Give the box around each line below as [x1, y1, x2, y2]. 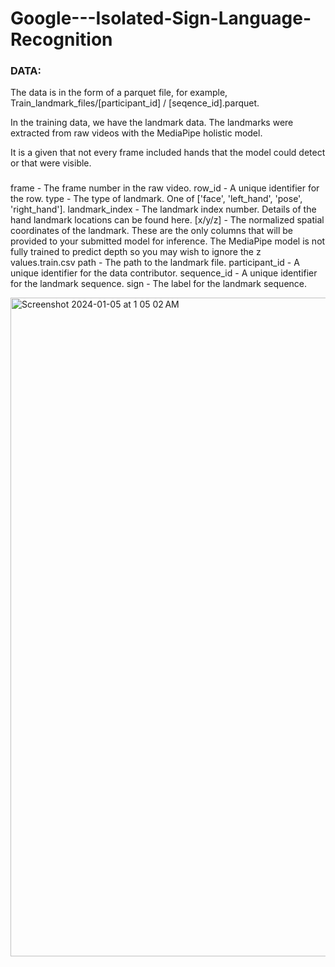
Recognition [10, 28, 113, 51]
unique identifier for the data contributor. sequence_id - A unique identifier [10, 267, 318, 279]
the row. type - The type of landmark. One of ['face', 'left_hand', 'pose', [10, 193, 303, 205]
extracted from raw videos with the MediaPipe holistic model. [10, 127, 263, 139]
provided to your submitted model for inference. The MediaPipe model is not [10, 235, 326, 247]
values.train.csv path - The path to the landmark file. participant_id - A [10, 257, 300, 269]
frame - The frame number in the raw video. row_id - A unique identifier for [10, 182, 320, 194]
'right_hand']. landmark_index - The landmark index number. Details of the [10, 203, 317, 216]
